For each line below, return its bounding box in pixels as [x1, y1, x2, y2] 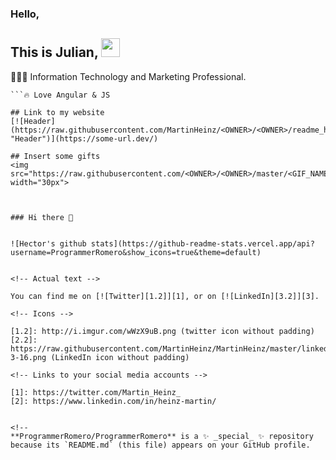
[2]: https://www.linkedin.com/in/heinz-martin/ [10, 396, 217, 406]
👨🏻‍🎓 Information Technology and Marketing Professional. [10, 70, 247, 82]
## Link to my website [10, 107, 105, 117]
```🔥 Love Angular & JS [10, 90, 111, 100]
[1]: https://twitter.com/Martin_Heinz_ [10, 387, 182, 397]
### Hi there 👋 [10, 212, 74, 222]
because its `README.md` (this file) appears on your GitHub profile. [10, 440, 311, 450]
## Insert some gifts [10, 151, 101, 161]
